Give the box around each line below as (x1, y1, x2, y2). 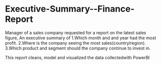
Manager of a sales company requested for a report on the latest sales (5, 30, 146, 35)
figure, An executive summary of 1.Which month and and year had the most (5, 35, 157, 41)
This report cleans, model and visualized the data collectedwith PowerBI (5, 54, 150, 60)
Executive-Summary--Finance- (5, 3, 135, 15)
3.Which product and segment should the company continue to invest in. (5, 45, 151, 51)
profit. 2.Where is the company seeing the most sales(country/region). (5, 40, 146, 46)
